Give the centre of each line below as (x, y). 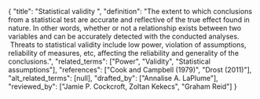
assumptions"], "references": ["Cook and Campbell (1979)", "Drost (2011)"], (130, 70)
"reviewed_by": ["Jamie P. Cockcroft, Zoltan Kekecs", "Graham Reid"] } (123, 86)
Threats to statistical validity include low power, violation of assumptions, (128, 45)
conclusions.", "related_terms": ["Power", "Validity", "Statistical (109, 61)
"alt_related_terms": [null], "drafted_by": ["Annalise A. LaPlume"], (113, 78)
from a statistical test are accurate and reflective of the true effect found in (129, 20)
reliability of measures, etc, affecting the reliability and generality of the (124, 53)
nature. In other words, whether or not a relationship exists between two (125, 28)
